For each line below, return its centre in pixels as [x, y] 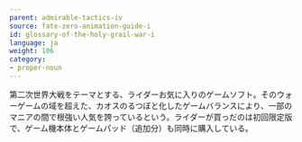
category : [28, 59]
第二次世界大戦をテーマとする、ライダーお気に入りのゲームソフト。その [143, 94]
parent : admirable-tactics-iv [66, 18]
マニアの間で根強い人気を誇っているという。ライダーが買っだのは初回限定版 [151, 117]
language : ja [34, 43]
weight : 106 [32, 51]
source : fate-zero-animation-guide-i [80, 26]
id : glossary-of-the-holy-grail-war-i [82, 34]
